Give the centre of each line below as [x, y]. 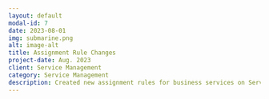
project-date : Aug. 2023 [50, 61]
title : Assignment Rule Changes [62, 53]
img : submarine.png [41, 38]
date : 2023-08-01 [37, 30]
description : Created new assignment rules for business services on [127, 82]
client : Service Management [55, 68]
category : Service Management [59, 75]
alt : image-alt [34, 46]
